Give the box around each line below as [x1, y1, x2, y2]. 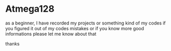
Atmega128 [5, 3, 55, 15]
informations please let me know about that [5, 31, 96, 37]
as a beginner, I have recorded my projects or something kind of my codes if [5, 20, 166, 26]
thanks [5, 40, 20, 46]
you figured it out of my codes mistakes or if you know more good [5, 25, 144, 31]
